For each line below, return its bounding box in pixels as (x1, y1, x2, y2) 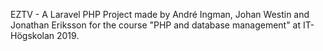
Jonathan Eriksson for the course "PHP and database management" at (10, 19, 302, 31)
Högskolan (10, 30, 55, 41)
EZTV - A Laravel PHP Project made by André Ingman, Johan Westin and (10, 9, 310, 20)
